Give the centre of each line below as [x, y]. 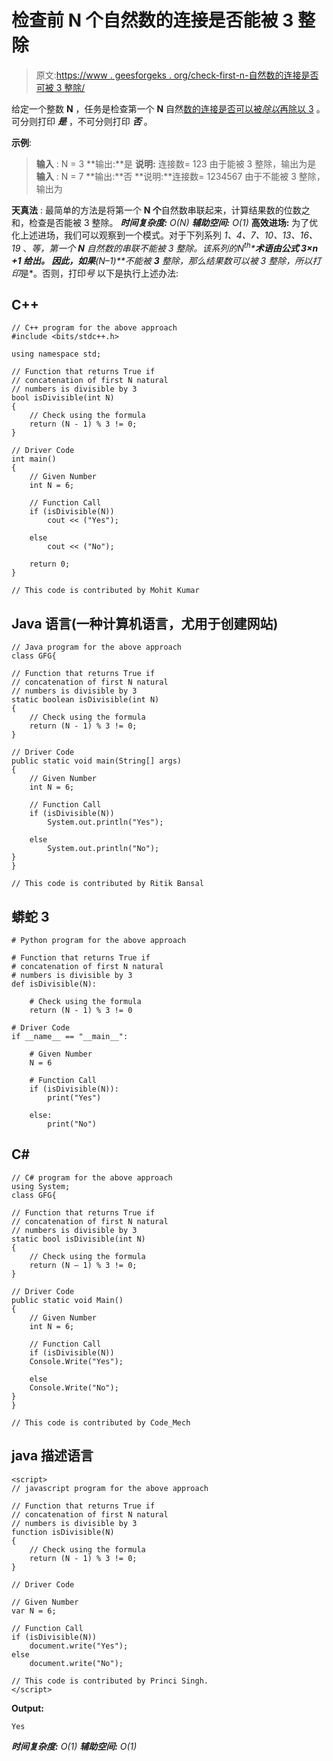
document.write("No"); [76, 1663]
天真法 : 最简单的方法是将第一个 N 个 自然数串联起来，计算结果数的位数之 [161, 210]
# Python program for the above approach [99, 941]
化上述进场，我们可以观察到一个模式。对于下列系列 [116, 235]
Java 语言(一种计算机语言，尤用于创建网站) [145, 623]
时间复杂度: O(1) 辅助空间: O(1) [74, 1746]
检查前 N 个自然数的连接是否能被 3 [152, 20]
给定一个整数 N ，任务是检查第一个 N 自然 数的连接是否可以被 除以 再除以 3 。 [168, 108]
